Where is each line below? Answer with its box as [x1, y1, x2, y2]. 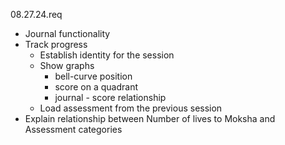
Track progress [24, 39, 88, 50]
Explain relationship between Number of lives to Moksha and [24, 113, 276, 124]
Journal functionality [24, 28, 111, 39]
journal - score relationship [54, 92, 167, 103]
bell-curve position [54, 70, 133, 82]
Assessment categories [24, 124, 123, 135]
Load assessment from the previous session [39, 102, 223, 114]
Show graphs [39, 60, 95, 71]
